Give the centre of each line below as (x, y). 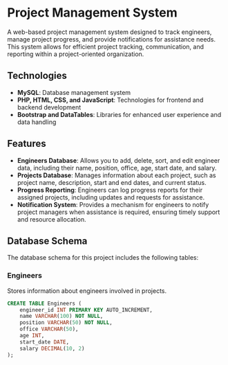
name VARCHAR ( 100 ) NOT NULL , (61, 317)
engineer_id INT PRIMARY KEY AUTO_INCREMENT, (86, 310)
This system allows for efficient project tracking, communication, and (105, 46)
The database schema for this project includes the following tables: (103, 258)
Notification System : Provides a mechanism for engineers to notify (113, 204)
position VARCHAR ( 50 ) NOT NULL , (66, 323)
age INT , (32, 336)
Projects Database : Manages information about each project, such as (116, 175)
